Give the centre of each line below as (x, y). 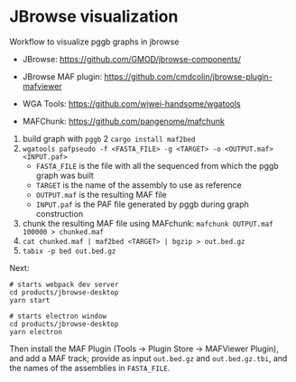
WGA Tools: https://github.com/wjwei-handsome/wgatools (131, 103)
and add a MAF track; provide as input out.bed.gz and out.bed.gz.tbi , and (148, 358)
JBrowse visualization (94, 17)
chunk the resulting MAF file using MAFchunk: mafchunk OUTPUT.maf (148, 223)
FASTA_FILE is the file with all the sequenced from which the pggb (157, 165)
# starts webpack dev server (64, 284)
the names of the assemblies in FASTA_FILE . (90, 368)
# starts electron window (58, 316)
